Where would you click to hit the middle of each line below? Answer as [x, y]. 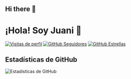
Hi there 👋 [21, 9]
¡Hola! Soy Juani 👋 [43, 30]
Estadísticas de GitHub [41, 59]
